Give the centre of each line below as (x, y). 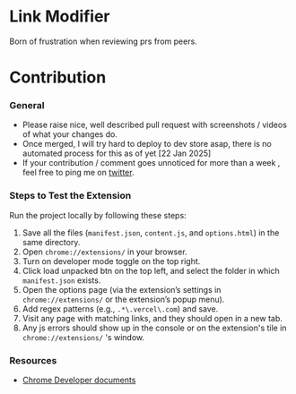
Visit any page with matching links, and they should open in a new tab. (152, 318)
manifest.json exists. (61, 280)
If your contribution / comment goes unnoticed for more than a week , (151, 163)
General (27, 106)
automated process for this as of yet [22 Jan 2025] (117, 153)
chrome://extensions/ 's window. (83, 337)
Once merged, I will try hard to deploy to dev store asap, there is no (147, 144)
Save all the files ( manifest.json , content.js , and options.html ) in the (151, 232)
